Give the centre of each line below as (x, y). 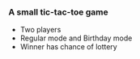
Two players (40, 30)
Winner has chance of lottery (68, 47)
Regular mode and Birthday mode (76, 38)
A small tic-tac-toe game (58, 12)
